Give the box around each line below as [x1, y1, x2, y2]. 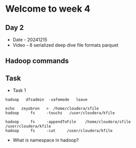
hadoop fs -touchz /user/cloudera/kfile [5, 110, 115, 116]
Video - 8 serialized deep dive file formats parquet [12, 42, 119, 48]
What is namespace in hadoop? [12, 137, 79, 143]
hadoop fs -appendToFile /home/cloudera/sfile [5, 120, 131, 125]
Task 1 [12, 87, 26, 94]
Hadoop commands [5, 57, 69, 65]
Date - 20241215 [12, 36, 47, 43]
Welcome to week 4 [5, 3, 91, 15]
